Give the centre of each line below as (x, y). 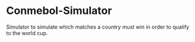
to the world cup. (27, 33)
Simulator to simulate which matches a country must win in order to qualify (98, 27)
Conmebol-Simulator (59, 11)
